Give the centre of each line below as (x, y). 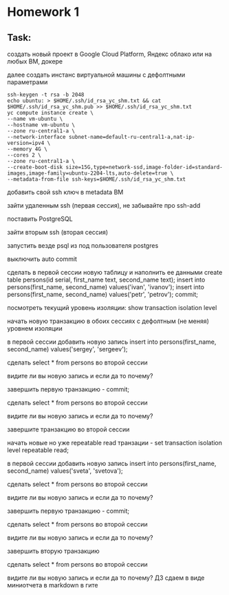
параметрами (28, 82)
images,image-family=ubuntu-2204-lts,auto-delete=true (87, 173)
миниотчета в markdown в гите (53, 585)
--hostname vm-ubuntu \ (41, 125)
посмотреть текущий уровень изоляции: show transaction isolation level (112, 308)
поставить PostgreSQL (40, 219)
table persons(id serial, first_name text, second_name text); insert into (106, 280)
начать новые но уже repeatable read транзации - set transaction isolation (115, 443)
